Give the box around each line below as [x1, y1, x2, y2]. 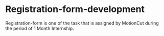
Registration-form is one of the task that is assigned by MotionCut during [5, 20, 159, 26]
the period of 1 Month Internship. [5, 25, 74, 31]
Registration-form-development [5, 3, 145, 15]
